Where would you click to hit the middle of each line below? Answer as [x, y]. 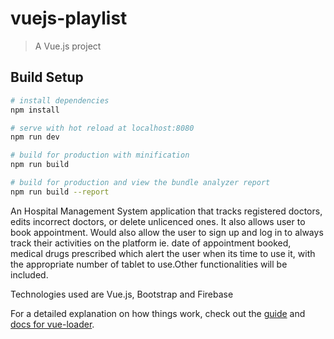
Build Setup [47, 77]
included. [29, 274]
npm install [35, 110]
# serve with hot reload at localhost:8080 [102, 128]
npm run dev [35, 137]
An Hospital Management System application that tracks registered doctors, [166, 211]
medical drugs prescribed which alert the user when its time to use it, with [163, 253]
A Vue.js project [68, 46]
